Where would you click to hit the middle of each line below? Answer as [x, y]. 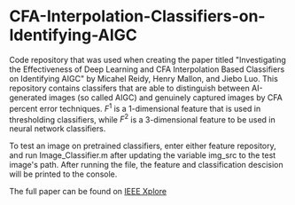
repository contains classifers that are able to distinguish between [129, 88]
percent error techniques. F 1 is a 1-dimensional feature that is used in [135, 107]
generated [28, 97]
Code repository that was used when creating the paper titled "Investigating [147, 59]
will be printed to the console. [63, 174]
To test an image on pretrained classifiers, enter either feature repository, [143, 146]
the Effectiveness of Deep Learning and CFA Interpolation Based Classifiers [147, 69]
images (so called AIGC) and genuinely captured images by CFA [166, 97]
